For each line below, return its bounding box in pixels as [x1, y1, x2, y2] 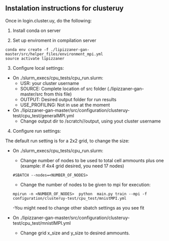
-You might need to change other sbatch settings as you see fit [12, 204, 145, 210]
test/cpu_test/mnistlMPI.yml [12, 220, 71, 226]
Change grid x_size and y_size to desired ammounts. [20, 230, 130, 236]
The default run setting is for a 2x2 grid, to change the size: [5, 137, 129, 144]
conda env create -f [5, 47, 49, 52]
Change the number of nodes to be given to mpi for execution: [20, 182, 151, 188]
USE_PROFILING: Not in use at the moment [20, 102, 110, 108]
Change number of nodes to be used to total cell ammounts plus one [20, 157, 164, 163]
